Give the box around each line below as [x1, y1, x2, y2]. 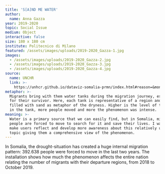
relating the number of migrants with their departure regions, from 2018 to [5, 159, 155, 165]
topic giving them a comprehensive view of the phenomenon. [9, 130, 135, 135]
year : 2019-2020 [5, 21, 38, 26]
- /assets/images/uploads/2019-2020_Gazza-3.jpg [9, 62, 111, 67]
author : [5, 12, 21, 17]
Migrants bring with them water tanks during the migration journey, [9, 94, 155, 99]
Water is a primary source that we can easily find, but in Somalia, [9, 116, 155, 122]
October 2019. [5, 165, 34, 171]
